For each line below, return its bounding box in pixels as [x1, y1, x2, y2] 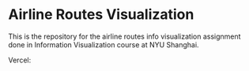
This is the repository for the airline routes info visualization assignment [8, 32, 241, 41]
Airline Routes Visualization [8, 6, 194, 24]
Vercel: [8, 55, 32, 65]
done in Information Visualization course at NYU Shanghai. [8, 39, 199, 49]
